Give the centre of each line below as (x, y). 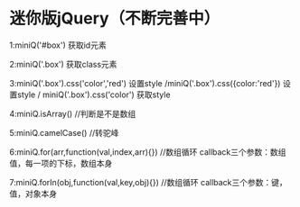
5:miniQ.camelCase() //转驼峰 (64, 132)
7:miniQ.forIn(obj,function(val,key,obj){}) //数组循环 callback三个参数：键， (148, 182)
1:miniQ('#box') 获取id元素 (58, 45)
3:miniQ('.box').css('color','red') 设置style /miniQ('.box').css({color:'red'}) (145, 83)
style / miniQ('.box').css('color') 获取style (94, 94)
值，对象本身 (33, 193)
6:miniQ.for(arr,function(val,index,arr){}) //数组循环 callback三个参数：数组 (148, 152)
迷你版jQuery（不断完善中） (115, 18)
